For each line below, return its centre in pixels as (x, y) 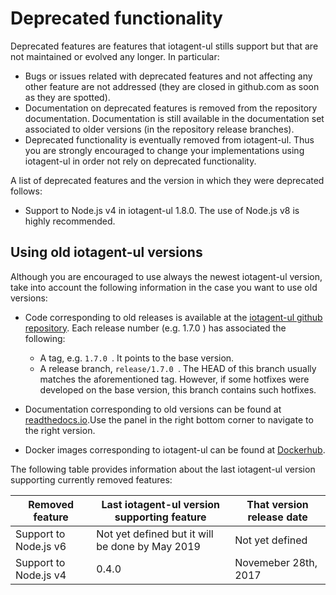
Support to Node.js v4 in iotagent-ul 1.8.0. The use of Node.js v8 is (162, 210)
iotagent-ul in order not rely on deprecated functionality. (140, 161)
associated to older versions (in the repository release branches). (159, 129)
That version (277, 504)
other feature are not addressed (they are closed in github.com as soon (172, 86)
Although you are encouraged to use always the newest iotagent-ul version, (166, 276)
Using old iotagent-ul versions (106, 252)
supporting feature (160, 517)
